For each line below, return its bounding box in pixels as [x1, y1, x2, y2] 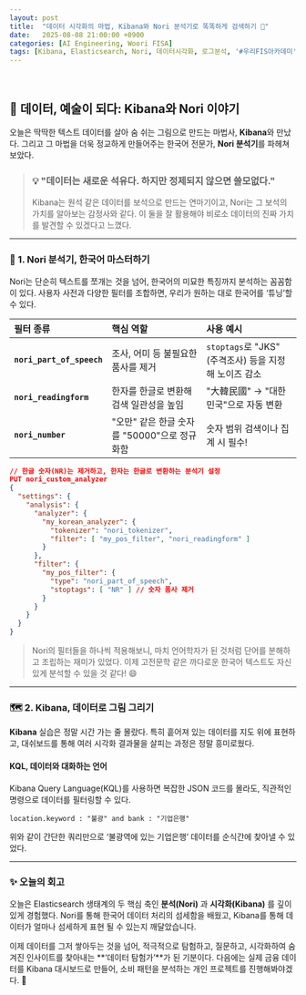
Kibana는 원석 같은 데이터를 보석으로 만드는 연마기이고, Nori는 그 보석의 [31, 197, 288, 208]
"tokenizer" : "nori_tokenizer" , [49, 526, 173, 535]
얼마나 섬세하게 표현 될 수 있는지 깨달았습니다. [33, 921, 197, 932]
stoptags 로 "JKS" [206, 340, 280, 353]
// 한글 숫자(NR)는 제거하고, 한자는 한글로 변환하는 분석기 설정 [9, 467, 221, 476]
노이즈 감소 [217, 367, 262, 380]
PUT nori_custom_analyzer [9, 475, 107, 484]
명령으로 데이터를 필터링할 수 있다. [9, 794, 131, 805]
